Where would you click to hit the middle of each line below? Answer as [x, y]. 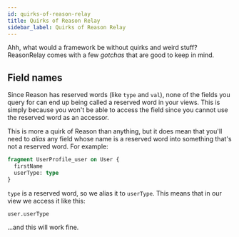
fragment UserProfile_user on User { [63, 160]
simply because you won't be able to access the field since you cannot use [118, 110]
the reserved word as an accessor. [58, 118]
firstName [28, 166]
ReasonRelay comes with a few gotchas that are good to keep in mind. [111, 55]
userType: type [36, 173]
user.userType [29, 214]
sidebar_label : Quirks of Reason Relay [67, 27]
